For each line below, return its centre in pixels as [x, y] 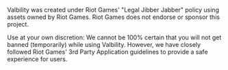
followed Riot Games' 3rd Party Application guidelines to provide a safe [107, 52]
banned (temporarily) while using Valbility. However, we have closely [104, 45]
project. [18, 24]
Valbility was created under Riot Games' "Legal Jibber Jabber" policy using [113, 10]
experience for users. [37, 59]
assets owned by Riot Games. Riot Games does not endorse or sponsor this [114, 17]
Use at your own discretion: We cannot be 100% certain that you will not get [114, 37]
